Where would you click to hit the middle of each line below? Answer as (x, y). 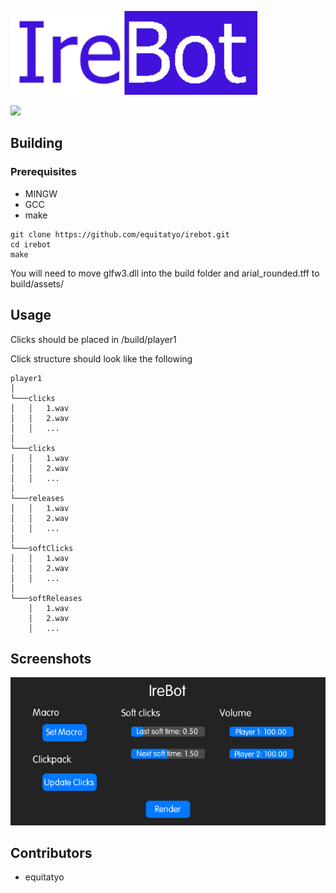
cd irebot (31, 244)
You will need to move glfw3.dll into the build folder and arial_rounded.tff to (165, 273)
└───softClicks (42, 548)
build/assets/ (37, 283)
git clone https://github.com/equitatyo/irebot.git (120, 234)
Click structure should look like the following (101, 358)
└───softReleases (46, 598)
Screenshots (51, 658)
